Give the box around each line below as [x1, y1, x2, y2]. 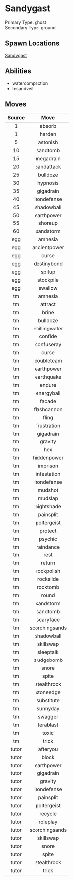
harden [39, 131, 57, 138]
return [41, 559, 55, 566]
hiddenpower [33, 454, 64, 461]
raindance [36, 544, 60, 550]
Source [7, 114, 25, 121]
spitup [40, 268, 56, 275]
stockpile [37, 277, 59, 284]
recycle [39, 810, 57, 817]
